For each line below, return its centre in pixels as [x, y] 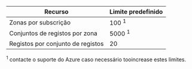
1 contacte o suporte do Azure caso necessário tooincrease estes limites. [96, 59]
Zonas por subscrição [40, 22]
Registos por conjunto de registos [57, 43]
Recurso [56, 12]
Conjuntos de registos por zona [53, 33]
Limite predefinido [136, 12]
